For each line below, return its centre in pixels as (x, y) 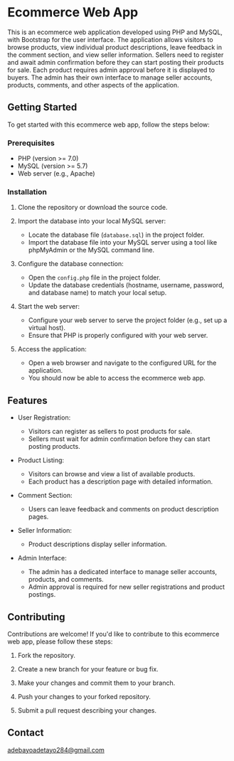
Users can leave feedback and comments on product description (123, 509)
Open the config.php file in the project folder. (95, 277)
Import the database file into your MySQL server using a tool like (123, 243)
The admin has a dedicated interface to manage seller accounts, (123, 572)
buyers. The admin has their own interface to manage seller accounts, (110, 77)
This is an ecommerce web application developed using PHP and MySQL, (115, 32)
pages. (38, 517)
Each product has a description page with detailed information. (121, 481)
